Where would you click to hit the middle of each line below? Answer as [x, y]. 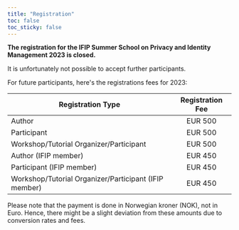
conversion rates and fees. [47, 221]
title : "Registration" [41, 14]
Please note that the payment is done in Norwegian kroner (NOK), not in [113, 205]
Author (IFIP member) [47, 156]
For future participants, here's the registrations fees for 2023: [97, 83]
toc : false [23, 21]
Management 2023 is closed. [52, 55]
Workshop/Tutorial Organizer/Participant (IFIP [87, 179]
